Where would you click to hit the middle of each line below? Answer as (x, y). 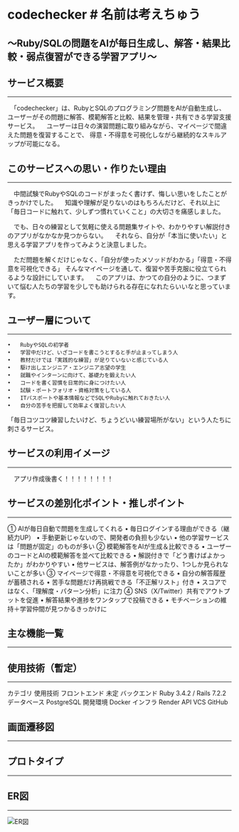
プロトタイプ (36, 762)
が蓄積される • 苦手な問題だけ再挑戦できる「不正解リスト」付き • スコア (114, 582)
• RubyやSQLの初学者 (38, 345)
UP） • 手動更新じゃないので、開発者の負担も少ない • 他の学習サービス (124, 537)
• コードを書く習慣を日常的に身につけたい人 (67, 383)
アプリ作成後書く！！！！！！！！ (63, 478)
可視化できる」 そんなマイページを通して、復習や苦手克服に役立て (117, 269)
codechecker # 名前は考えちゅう (104, 15)
